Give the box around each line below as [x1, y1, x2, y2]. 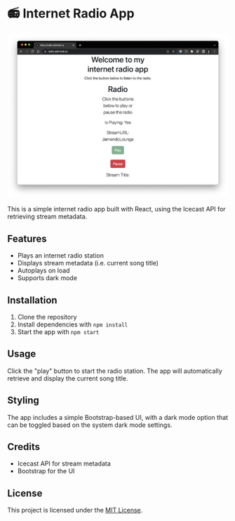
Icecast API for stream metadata [17, 459, 111, 468]
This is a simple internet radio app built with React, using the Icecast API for [7, 205, 226, 213]
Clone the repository [17, 313, 77, 321]
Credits [7, 441, 41, 453]
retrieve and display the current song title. [7, 374, 128, 383]
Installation [7, 294, 58, 306]
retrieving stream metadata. [7, 212, 88, 221]
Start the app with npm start [17, 328, 100, 336]
